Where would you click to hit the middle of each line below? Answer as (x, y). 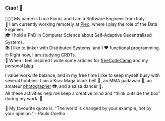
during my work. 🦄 (24, 99)
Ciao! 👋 (14, 8)
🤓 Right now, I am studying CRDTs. (41, 55)
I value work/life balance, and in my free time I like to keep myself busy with (82, 75)
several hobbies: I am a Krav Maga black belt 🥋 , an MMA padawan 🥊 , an (79, 81)
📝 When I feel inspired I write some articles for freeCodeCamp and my (77, 60)
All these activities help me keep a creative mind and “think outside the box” (83, 93)
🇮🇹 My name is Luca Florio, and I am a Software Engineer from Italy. (76, 19)
